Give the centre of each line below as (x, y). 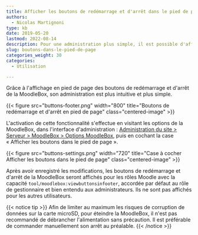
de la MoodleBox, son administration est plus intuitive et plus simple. (89, 94)
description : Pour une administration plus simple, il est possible (92, 45)
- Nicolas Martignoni (38, 22)
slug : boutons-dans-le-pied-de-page (51, 50)
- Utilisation (29, 66)
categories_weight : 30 (34, 55)
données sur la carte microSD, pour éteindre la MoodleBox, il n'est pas (92, 214)
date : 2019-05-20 (27, 33)
